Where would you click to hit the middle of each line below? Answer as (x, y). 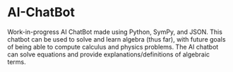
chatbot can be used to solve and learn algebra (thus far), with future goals (116, 39)
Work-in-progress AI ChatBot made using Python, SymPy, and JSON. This (115, 32)
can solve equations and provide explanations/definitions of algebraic (109, 54)
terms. (17, 61)
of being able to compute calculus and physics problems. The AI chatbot (113, 47)
